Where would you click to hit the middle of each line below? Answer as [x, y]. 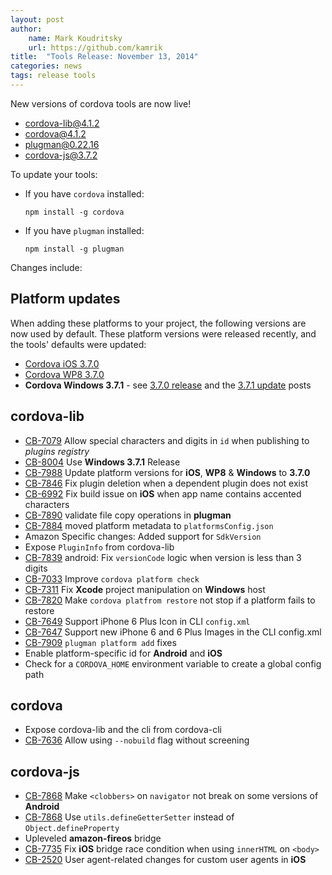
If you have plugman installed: [84, 230]
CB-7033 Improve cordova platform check [112, 578]
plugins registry [57, 451]
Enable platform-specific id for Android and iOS [123, 653]
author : [26, 29]
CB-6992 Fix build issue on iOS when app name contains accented [163, 493]
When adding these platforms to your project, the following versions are [158, 323]
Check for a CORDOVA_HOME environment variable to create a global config [173, 663]
